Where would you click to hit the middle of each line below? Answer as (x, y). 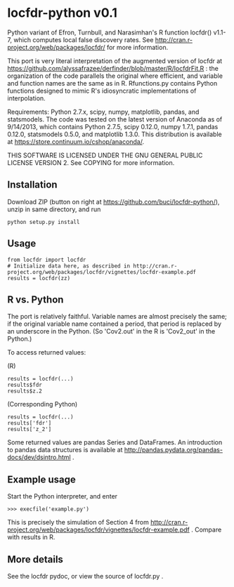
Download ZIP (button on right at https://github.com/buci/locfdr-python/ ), (113, 202)
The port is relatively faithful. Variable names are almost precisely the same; (117, 317)
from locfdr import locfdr (47, 260)
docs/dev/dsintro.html (39, 457)
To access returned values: (47, 352)
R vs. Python (35, 299)
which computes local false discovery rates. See (84, 39)
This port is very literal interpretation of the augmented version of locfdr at (115, 60)
